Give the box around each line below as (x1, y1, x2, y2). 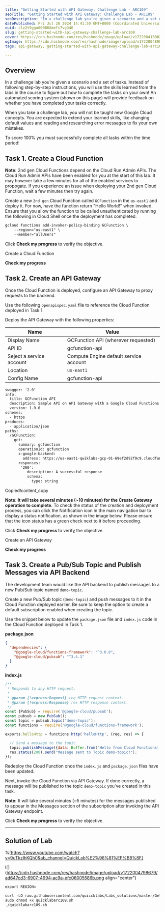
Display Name (7, 337, 40, 343)
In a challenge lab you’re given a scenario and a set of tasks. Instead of (5, 79, 149, 85)
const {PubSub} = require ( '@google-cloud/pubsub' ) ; (5, 709, 113, 714)
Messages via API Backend (5, 569, 90, 577)
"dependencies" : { (9, 645, 48, 650)
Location (7, 367, 28, 373)
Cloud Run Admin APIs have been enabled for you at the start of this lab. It (5, 172, 156, 178)
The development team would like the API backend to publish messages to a (5, 581, 160, 587)
